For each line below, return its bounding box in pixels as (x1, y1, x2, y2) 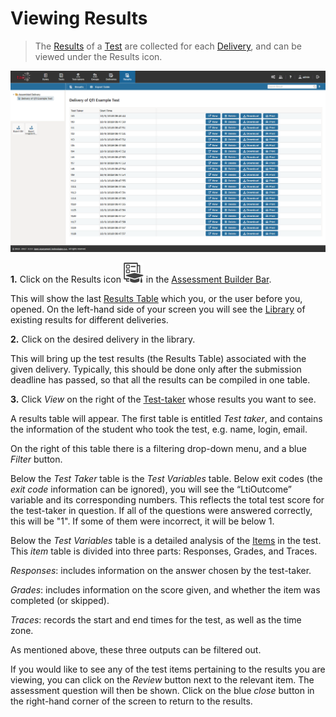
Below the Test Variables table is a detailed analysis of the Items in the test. (10, 534, 322, 546)
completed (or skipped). (10, 594, 110, 606)
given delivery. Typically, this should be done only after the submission (10, 363, 302, 375)
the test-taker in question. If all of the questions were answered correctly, (10, 504, 313, 516)
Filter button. (10, 453, 63, 465)
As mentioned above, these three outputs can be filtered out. (10, 643, 262, 656)
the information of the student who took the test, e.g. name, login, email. (10, 423, 308, 435)
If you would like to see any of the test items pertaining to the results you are (10, 663, 326, 675)
